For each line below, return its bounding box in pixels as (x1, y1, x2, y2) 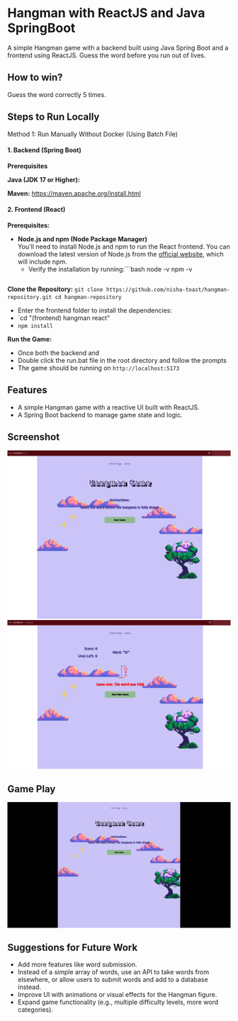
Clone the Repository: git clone (7, 285, 104, 293)
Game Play (7, 783, 56, 795)
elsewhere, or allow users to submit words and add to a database (17, 976, 208, 984)
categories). (17, 1005, 53, 1014)
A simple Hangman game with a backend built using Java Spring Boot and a (7, 43, 229, 52)
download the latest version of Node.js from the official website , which (17, 249, 225, 258)
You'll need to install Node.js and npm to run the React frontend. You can (17, 242, 230, 251)
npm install (17, 322, 53, 329)
